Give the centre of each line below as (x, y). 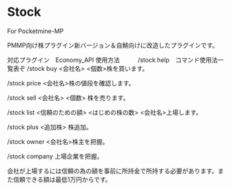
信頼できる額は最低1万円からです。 (62, 179)
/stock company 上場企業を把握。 (55, 156)
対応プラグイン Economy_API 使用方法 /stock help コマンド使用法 (113, 60)
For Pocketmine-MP (36, 31)
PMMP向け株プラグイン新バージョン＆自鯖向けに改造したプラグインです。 (113, 45)
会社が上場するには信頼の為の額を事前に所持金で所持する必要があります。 (113, 171)
